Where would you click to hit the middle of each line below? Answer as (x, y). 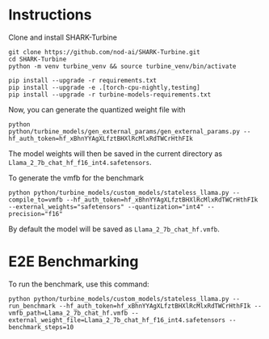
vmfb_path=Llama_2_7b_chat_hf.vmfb (68, 313)
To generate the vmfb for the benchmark (76, 178)
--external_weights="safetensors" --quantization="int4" (106, 207)
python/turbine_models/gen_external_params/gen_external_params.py (124, 131)
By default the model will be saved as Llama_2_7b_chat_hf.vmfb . (114, 229)
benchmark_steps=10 (41, 327)
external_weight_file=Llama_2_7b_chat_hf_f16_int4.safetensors (117, 320)
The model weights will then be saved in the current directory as (116, 153)
